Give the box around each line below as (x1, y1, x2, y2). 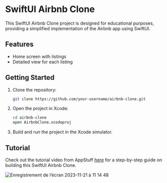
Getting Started (5, 73, 55, 82)
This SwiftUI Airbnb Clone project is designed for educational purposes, (5, 20, 154, 26)
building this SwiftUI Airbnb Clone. (5, 162, 76, 168)
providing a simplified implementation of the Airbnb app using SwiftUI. (5, 25, 151, 31)
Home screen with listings (12, 53, 66, 59)
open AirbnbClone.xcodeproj (12, 120, 71, 125)
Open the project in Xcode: (12, 106, 69, 112)
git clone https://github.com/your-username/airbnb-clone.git (12, 97, 146, 102)
